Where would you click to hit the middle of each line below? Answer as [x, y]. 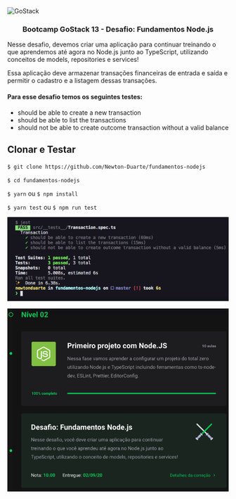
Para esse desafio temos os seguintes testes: [75, 96]
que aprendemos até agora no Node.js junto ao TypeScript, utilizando [108, 52]
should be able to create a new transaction [79, 113]
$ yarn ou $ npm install [43, 194]
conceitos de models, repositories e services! [73, 60]
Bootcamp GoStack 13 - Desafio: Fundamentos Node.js [118, 29]
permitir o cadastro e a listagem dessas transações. [82, 81]
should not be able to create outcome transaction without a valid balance [123, 127]
